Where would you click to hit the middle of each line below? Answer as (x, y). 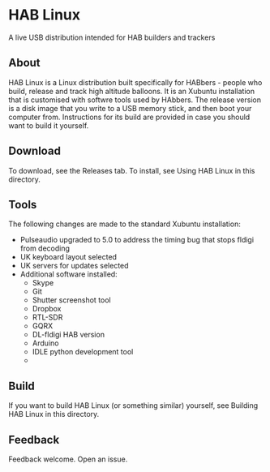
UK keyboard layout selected (69, 257)
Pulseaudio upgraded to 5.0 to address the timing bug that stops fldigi (137, 240)
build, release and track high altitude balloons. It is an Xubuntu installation (132, 91)
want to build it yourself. (49, 125)
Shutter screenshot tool (71, 300)
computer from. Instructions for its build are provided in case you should (129, 117)
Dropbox (47, 309)
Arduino (45, 343)
